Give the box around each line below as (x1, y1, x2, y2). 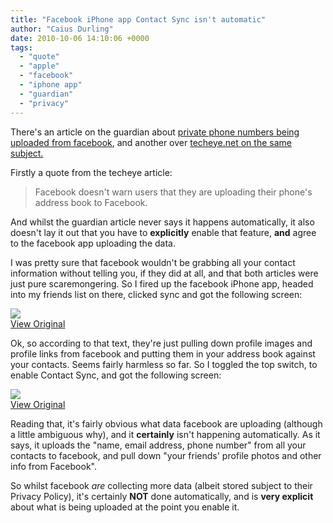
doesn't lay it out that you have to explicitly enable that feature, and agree (10, 226, 317, 238)
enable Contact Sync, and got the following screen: (10, 369, 222, 381)
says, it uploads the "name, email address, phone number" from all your (10, 439, 307, 451)
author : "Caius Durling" (10, 24, 114, 34)
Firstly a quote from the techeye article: (10, 166, 173, 178)
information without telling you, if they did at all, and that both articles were (10, 267, 319, 279)
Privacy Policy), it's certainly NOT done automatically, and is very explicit (10, 490, 314, 502)
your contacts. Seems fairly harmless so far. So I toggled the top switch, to (10, 358, 318, 370)
